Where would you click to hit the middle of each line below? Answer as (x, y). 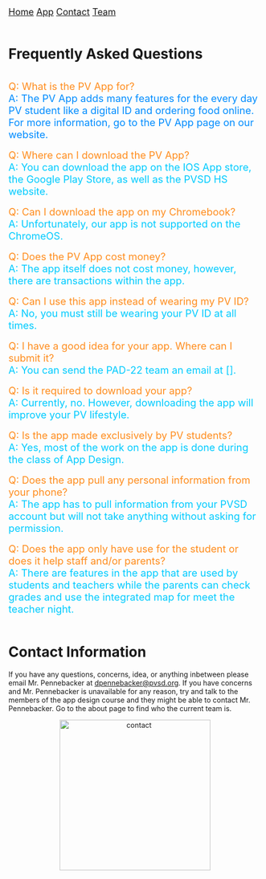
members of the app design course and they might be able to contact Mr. (129, 700)
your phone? (38, 492)
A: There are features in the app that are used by (123, 573)
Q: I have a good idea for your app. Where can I (121, 346)
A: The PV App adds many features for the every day (133, 98)
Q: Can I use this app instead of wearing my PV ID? (129, 301)
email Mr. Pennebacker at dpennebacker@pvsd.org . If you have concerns (131, 683)
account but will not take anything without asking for (132, 516)
